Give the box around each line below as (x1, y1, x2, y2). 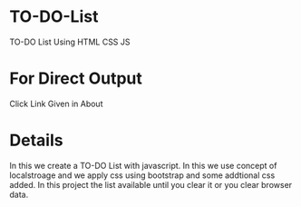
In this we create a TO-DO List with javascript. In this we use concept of (9, 160, 277, 171)
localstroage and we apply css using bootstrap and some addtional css (9, 170, 276, 181)
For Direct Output (9, 68, 142, 89)
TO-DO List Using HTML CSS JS (9, 36, 131, 47)
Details (9, 130, 63, 151)
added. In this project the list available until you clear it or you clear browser (9, 179, 293, 190)
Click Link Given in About (9, 98, 103, 109)
